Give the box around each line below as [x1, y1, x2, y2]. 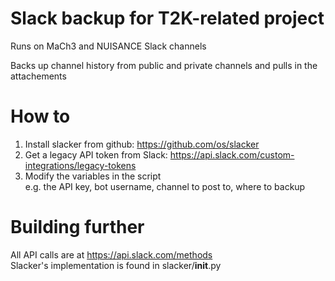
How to [10, 105, 71, 128]
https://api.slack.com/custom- [169, 148, 295, 161]
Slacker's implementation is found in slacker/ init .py [10, 259, 222, 271]
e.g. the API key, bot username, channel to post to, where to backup [24, 180, 306, 192]
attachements [10, 70, 67, 82]
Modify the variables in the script [24, 170, 162, 182]
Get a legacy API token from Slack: [24, 148, 168, 161]
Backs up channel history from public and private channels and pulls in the [10, 59, 318, 71]
